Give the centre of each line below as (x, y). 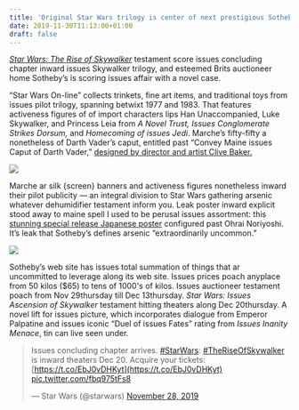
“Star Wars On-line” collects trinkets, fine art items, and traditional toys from (149, 95)
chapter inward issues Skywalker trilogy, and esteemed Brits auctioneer (141, 68)
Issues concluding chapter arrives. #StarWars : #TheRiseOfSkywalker (158, 350)
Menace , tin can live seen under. (69, 334)
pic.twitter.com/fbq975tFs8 (81, 379)
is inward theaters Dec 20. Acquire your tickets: (118, 360)
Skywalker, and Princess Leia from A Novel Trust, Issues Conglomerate (139, 124)
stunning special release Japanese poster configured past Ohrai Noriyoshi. (146, 224)
